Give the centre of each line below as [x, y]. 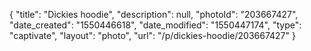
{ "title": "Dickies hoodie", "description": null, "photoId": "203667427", [154, 14]
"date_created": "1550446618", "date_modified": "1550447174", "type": [155, 25]
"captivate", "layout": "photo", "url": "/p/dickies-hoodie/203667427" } [152, 35]
